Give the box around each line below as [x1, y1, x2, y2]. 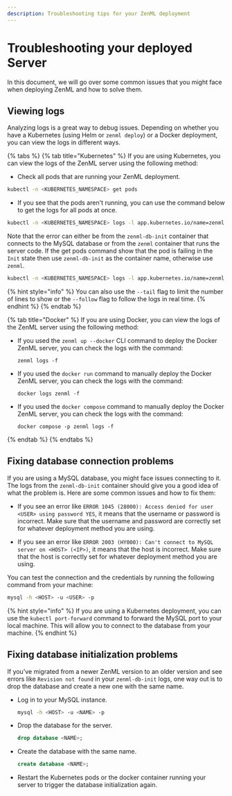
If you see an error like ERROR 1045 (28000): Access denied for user [17, 502, 213, 510]
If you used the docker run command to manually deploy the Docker [17, 369, 213, 378]
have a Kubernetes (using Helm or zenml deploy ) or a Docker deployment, [7, 131, 218, 139]
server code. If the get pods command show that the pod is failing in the [7, 247, 213, 255]
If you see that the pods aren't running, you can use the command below [17, 198, 225, 207]
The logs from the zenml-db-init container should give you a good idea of [7, 481, 219, 489]
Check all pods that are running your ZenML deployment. [17, 173, 181, 181]
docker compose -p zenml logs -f [17, 423, 114, 430]
